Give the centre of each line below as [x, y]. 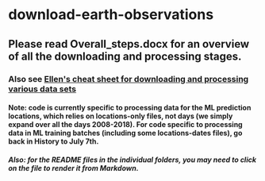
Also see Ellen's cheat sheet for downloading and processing [129, 79]
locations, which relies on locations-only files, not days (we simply [121, 116]
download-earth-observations [111, 15]
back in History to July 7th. [54, 141]
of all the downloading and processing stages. [125, 56]
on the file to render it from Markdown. [73, 168]
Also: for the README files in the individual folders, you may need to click [132, 160]
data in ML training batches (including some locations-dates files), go [125, 133]
